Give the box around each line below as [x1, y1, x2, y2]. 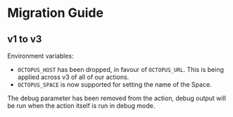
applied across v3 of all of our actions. [17, 73, 130, 81]
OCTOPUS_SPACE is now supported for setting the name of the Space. [17, 80, 213, 89]
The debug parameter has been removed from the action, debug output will [7, 94, 227, 102]
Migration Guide [7, 5, 104, 21]
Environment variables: [7, 51, 74, 60]
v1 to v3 [7, 33, 42, 45]
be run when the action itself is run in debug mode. [7, 101, 156, 110]
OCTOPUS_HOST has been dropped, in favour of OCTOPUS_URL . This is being [17, 66, 224, 73]
